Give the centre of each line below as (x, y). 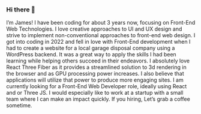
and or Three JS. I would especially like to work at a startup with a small (95, 93)
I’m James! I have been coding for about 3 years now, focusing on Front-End (101, 23)
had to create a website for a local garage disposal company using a (91, 48)
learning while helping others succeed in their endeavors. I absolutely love (98, 61)
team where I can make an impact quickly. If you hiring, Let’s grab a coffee (98, 99)
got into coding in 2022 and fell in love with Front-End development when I (98, 42)
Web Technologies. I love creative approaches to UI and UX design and (94, 29)
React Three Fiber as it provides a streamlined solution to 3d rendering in (97, 67)
